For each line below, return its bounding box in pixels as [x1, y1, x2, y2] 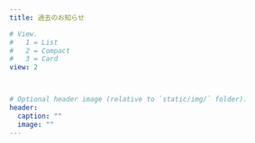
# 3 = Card [9, 55, 59, 64]
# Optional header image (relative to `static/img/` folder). [9, 95, 248, 104]
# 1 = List [9, 38, 59, 47]
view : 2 [9, 63, 39, 72]
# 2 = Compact [9, 46, 70, 55]
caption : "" [17, 112, 63, 121]
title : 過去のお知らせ [9, 13, 86, 22]
